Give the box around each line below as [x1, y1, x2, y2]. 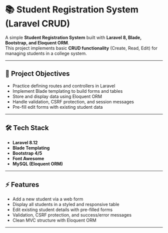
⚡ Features [5, 180, 39, 189]
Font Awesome [12, 155, 44, 161]
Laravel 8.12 [12, 139, 38, 145]
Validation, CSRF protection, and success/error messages [12, 212, 131, 218]
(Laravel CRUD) [5, 18, 70, 29]
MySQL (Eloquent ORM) [12, 161, 63, 167]
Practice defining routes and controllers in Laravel [12, 83, 115, 89]
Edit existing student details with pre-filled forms [12, 207, 113, 213]
